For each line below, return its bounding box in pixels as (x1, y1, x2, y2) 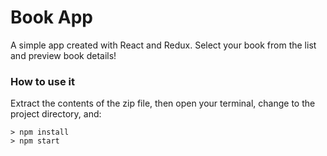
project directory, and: (10, 108, 102, 120)
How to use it (10, 74, 75, 88)
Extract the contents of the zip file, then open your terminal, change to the (10, 97, 316, 110)
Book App (10, 6, 93, 29)
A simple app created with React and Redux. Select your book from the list (10, 39, 317, 51)
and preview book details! (10, 49, 117, 61)
